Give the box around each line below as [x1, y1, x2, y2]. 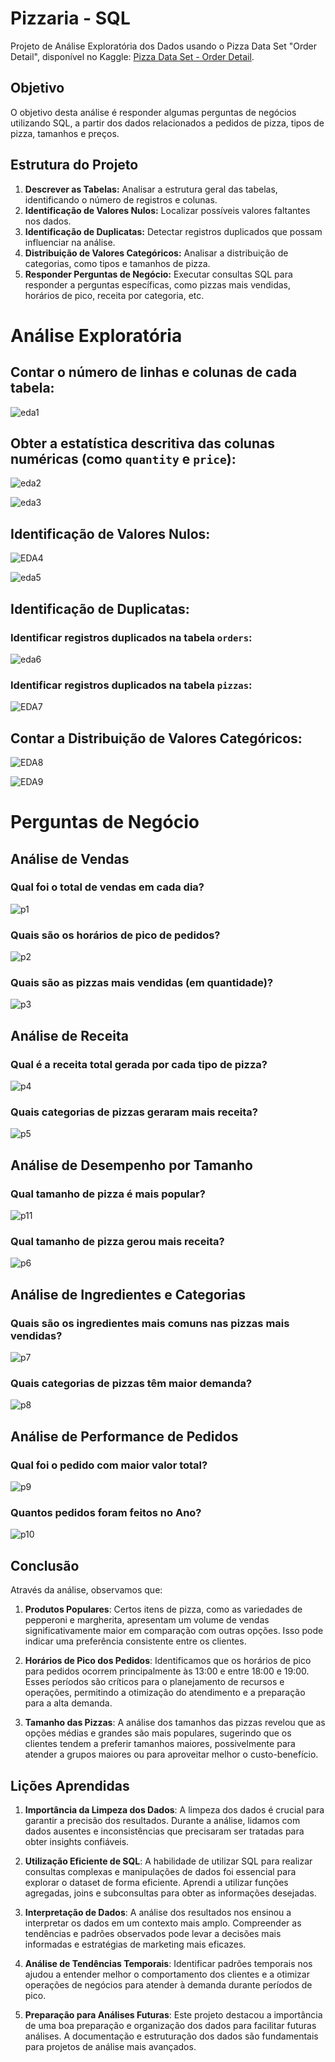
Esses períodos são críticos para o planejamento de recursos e [24, 1676, 285, 1688]
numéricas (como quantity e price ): [10, 450, 237, 467]
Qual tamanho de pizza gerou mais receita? [10, 1235, 225, 1249]
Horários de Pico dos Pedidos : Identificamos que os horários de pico [24, 1655, 312, 1667]
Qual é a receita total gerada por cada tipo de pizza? [10, 1057, 268, 1071]
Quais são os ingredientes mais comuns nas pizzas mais [10, 1316, 290, 1330]
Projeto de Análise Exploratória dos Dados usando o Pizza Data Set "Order [10, 40, 317, 52]
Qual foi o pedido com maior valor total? [10, 1458, 208, 1472]
